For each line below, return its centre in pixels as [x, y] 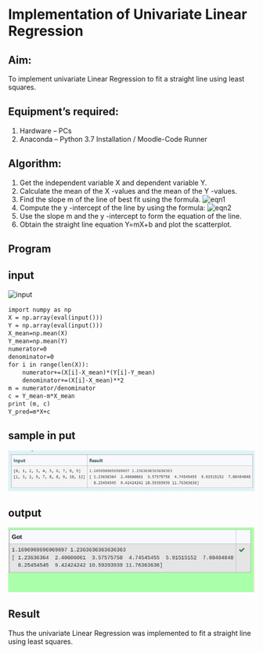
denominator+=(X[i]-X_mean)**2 [73, 380]
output [25, 512]
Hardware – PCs [45, 130]
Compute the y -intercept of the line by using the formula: [112, 207]
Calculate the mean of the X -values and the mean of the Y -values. [128, 191]
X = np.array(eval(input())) [56, 318]
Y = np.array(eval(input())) [56, 325]
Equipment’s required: [63, 112]
